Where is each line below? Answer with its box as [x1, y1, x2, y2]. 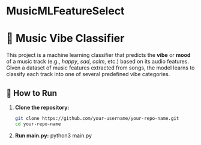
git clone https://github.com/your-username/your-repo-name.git [14, 115, 179, 121]
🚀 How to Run [6, 88, 58, 98]
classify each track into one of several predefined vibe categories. [6, 71, 170, 78]
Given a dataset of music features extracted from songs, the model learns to [6, 64, 195, 71]
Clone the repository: [14, 104, 70, 111]
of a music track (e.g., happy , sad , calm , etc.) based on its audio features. [6, 58, 189, 65]
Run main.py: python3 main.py [14, 132, 92, 139]
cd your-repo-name [14, 121, 61, 127]
